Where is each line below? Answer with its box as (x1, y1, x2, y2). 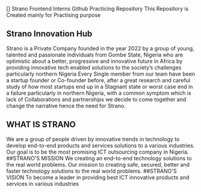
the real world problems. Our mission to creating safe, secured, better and (6, 161, 190, 168)
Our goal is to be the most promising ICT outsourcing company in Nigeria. (6, 148, 189, 155)
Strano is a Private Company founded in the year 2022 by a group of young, (6, 44, 194, 52)
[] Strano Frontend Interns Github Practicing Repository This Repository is (6, 5, 189, 12)
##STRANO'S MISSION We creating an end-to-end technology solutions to (6, 154, 192, 161)
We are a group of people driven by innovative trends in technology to (6, 135, 180, 143)
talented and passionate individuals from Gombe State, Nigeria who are (6, 51, 184, 58)
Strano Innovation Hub (6, 29, 93, 39)
